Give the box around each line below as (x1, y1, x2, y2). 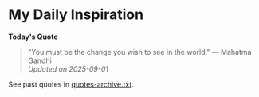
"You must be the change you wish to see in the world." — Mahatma (27, 47, 252, 56)
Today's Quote (8, 32, 58, 41)
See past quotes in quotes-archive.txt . (8, 80, 134, 89)
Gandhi (27, 56, 52, 65)
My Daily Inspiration (8, 6, 144, 24)
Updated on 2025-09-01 (27, 64, 109, 73)
